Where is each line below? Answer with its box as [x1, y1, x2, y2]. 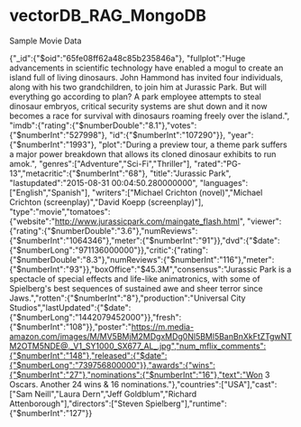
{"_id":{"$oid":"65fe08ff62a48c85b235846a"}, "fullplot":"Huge [9, 52, 246, 63]
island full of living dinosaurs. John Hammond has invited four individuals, [9, 71, 284, 82]
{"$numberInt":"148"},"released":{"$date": [9, 349, 168, 361]
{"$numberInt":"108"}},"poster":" [9, 321, 132, 332]
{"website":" [9, 216, 56, 227]
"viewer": [246, 216, 282, 227]
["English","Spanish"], [9, 187, 90, 198]
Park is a [259, 264, 292, 274]
